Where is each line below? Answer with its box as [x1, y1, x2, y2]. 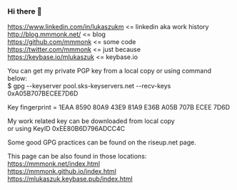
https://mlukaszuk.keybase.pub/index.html [7, 174, 133, 184]
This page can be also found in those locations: [7, 152, 147, 161]
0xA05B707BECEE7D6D [7, 89, 79, 98]
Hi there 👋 [7, 6, 43, 16]
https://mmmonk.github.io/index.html [7, 167, 116, 176]
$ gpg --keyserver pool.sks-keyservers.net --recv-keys [7, 82, 171, 90]
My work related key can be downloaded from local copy [7, 117, 175, 125]
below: [7, 74, 27, 83]
